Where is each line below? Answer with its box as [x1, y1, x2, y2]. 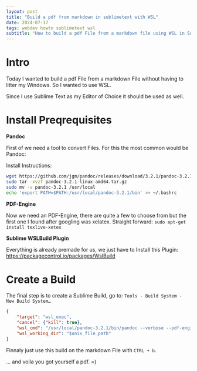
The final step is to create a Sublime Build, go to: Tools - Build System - [6, 292, 182, 299]
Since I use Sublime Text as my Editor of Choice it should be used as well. [6, 93, 185, 100]
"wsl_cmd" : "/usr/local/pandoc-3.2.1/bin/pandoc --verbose [16, 325, 164, 331]
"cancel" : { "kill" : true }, [16, 320, 83, 326]
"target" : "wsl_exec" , [16, 314, 72, 320]
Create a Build [6, 273, 76, 286]
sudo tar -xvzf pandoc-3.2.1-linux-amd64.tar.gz [6, 179, 127, 185]
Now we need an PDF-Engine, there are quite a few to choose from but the [6, 212, 186, 219]
